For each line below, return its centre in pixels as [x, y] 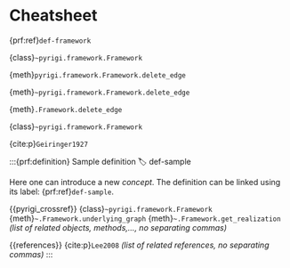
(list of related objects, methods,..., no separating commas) [118, 227]
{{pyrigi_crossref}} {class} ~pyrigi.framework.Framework [111, 208]
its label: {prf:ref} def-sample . [61, 191]
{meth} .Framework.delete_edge [66, 109]
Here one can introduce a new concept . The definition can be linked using [145, 182]
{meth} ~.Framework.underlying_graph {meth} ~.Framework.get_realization [145, 218]
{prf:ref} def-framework [50, 40]
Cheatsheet [53, 16]
